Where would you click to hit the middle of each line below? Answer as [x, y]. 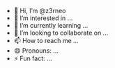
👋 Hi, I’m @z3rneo [40, 11]
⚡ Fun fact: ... [33, 58]
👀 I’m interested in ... [43, 18]
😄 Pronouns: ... [36, 51]
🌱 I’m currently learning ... [51, 25]
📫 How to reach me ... [46, 41]
